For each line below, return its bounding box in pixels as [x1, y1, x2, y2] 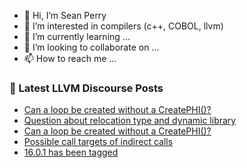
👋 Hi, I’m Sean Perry [23, 10, 107, 21]
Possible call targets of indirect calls [23, 136, 174, 148]
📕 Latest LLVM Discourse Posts [9, 81, 164, 95]
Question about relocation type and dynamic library [23, 115, 237, 127]
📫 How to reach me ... [23, 53, 117, 64]
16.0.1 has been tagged [23, 146, 119, 159]
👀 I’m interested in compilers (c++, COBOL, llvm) [23, 20, 224, 32]
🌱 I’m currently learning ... [23, 31, 131, 42]
